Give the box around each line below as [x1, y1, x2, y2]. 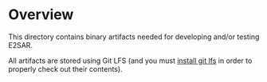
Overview [8, 6, 74, 24]
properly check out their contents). [8, 64, 123, 73]
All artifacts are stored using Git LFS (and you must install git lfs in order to [8, 56, 253, 65]
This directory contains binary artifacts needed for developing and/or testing [8, 32, 260, 41]
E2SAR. [8, 40, 33, 49]
